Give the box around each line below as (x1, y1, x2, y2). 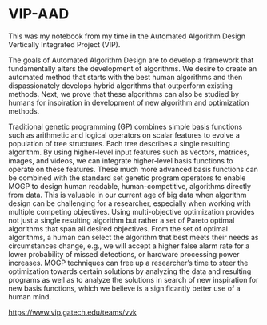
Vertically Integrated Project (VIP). (8, 39, 121, 49)
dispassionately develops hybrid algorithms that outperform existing (8, 81, 233, 90)
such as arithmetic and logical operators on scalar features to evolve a (8, 130, 240, 140)
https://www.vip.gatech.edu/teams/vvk (8, 307, 137, 317)
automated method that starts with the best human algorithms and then (8, 72, 243, 82)
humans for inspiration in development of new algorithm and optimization (8, 98, 249, 107)
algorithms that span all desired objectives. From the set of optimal (8, 223, 228, 233)
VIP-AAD (8, 5, 70, 23)
